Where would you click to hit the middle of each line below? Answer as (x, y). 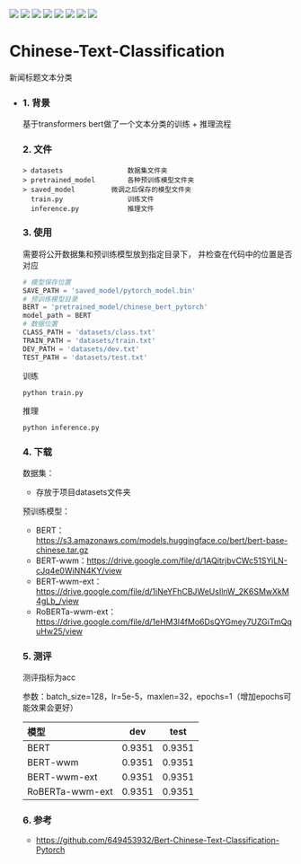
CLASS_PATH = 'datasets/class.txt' (89, 332)
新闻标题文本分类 (41, 77)
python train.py (53, 392)
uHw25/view (59, 631)
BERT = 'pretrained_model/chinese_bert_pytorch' (115, 307)
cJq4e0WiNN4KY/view (79, 570)
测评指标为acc (49, 677)
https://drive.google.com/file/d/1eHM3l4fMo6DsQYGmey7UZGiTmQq (164, 622)
